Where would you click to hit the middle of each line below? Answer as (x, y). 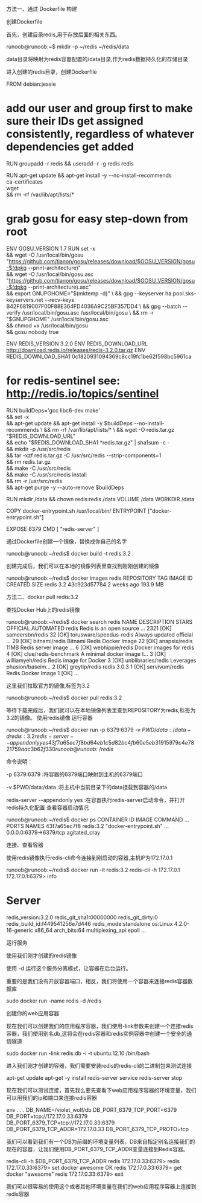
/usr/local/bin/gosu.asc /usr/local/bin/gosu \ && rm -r (88, 312)
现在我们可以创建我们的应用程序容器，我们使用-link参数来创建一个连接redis (100, 1026)
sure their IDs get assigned (75, 121)
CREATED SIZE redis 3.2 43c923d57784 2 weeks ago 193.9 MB (85, 584)
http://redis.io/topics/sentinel (83, 394)
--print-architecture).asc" (60, 287)
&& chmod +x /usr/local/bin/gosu (47, 326)
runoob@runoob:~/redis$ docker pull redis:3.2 (64, 698)
